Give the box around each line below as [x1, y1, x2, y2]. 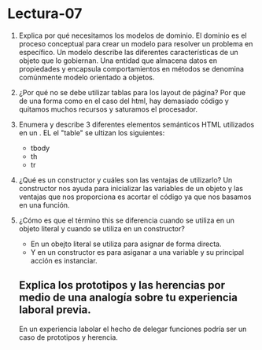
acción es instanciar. [30, 256, 98, 265]
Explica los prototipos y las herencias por [18, 278, 226, 292]
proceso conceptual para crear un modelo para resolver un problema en [18, 39, 253, 48]
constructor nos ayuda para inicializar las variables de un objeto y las [18, 183, 243, 193]
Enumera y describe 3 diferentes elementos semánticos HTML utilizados [18, 120, 255, 129]
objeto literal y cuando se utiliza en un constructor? [18, 223, 186, 233]
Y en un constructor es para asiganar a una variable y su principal [30, 247, 245, 256]
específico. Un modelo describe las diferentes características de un [18, 47, 239, 57]
